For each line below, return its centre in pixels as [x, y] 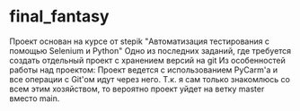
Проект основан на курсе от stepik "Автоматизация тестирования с [140, 41]
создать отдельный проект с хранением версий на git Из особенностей [147, 60]
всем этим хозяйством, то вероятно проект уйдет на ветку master [137, 89]
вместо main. [35, 98]
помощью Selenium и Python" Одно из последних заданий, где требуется [150, 50]
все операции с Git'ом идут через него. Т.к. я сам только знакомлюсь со [150, 79]
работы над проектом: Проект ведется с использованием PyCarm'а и [144, 70]
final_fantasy [59, 17]
